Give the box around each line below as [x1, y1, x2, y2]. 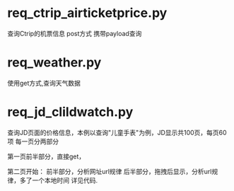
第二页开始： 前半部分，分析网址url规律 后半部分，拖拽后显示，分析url [7, 167, 212, 175]
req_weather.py [7, 54, 102, 71]
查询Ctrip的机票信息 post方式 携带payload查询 [7, 29, 142, 37]
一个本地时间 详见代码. [31, 175, 98, 185]
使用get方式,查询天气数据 [7, 79, 81, 87]
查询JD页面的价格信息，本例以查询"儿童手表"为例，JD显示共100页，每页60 [7, 128, 228, 137]
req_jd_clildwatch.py [7, 104, 134, 120]
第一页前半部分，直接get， [7, 152, 86, 161]
